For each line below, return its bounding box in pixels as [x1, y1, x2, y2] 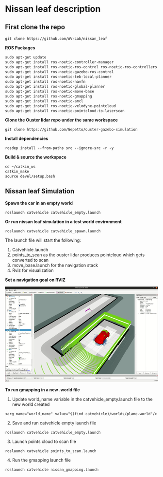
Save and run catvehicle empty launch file [12, 420, 97, 426]
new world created [12, 401, 50, 407]
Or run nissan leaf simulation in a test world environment [5, 218, 122, 225]
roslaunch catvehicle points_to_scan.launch [5, 449, 97, 454]
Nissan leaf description [5, 3, 101, 15]
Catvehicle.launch [12, 247, 49, 252]
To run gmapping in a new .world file [5, 387, 80, 393]
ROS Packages [5, 45, 35, 51]
